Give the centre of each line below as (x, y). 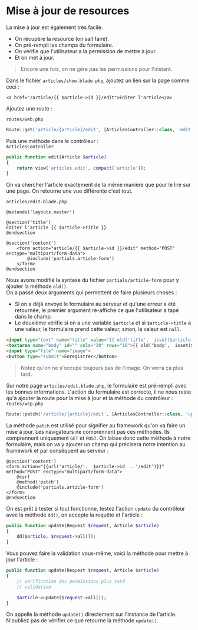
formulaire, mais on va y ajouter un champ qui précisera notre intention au (96, 444)
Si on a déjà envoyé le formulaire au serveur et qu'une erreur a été (95, 304)
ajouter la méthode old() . (37, 286)
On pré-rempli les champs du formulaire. (64, 45)
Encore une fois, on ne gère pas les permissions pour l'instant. (96, 69)
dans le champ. (33, 317)
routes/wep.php (25, 404)
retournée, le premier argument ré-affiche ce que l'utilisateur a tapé (97, 310)
